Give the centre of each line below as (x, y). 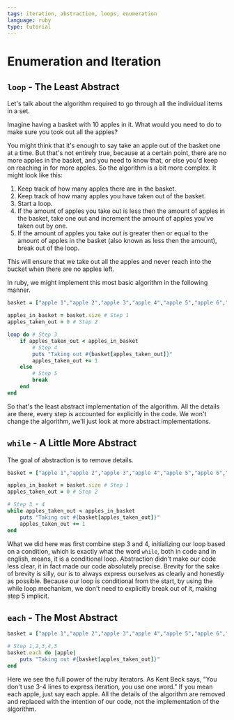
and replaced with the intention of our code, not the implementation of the (113, 701)
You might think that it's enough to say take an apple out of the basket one (114, 146)
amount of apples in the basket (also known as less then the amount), (117, 241)
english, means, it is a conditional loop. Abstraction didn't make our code (112, 559)
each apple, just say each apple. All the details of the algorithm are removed (116, 694)
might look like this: (35, 175)
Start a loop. (35, 204)
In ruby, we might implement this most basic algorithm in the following (108, 283)
